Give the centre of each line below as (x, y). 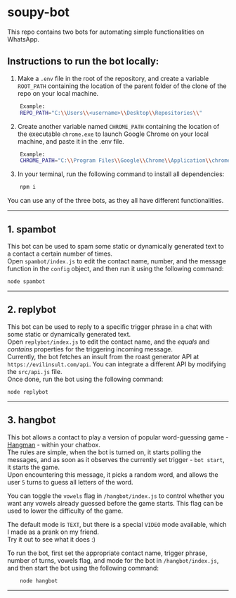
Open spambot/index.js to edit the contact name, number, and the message (117, 261)
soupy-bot (39, 12)
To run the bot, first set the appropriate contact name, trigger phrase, (107, 553)
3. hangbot (32, 420)
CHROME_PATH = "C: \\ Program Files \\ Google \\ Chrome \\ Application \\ (116, 161)
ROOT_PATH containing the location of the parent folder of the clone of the (122, 86)
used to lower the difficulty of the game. (65, 511)
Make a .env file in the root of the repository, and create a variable (113, 78)
